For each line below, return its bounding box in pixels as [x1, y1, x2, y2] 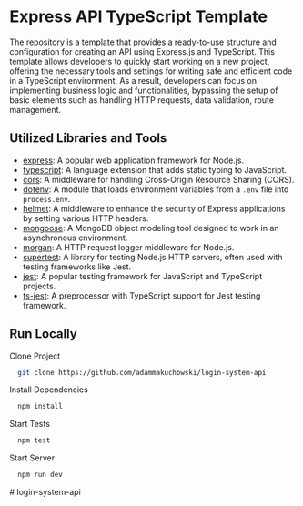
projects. [22, 280, 56, 291]
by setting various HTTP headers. [22, 212, 149, 224]
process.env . [22, 193, 71, 204]
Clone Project [9, 350, 61, 361]
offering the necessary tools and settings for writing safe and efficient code [9, 66, 293, 76]
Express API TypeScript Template [9, 6, 268, 27]
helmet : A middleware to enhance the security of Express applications [22, 203, 286, 214]
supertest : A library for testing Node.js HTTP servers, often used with [22, 251, 283, 262]
